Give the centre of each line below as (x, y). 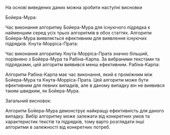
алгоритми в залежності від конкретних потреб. (58, 127)
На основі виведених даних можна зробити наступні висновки (74, 7)
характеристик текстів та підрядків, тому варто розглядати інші (75, 122)
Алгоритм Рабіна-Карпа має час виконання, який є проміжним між (79, 74)
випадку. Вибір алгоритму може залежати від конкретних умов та (78, 116)
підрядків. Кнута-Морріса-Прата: (42, 44)
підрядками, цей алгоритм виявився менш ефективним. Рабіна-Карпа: (82, 64)
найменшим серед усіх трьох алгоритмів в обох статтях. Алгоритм (79, 33)
